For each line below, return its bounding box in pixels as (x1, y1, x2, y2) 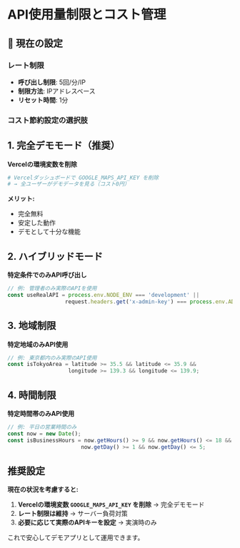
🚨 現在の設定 (7, 37, 63, 49)
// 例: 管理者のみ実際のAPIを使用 (7, 285, 97, 293)
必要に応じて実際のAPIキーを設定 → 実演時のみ (17, 518, 157, 527)
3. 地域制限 (7, 320, 56, 332)
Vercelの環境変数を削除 (7, 160, 77, 168)
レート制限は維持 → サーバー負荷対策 (17, 509, 128, 518)
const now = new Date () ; (7, 430, 81, 437)
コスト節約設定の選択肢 (7, 115, 88, 125)
